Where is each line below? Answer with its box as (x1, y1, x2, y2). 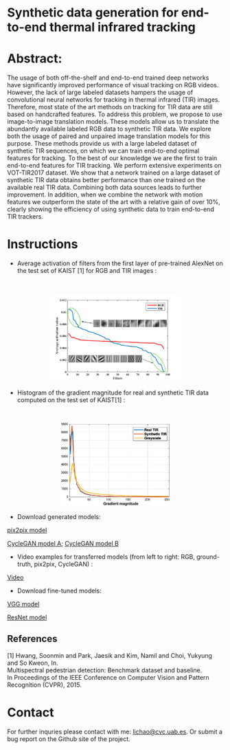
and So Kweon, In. (7, 659, 58, 667)
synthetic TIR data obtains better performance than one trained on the (7, 176, 206, 184)
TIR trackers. (7, 212, 43, 221)
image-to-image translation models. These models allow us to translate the (7, 118, 220, 126)
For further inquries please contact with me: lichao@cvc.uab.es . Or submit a (7, 727, 223, 736)
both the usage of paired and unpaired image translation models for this (7, 132, 211, 140)
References (7, 633, 58, 645)
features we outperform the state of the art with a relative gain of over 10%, (7, 198, 221, 206)
